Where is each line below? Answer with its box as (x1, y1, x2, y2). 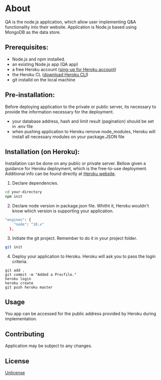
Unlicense (5, 370, 25, 376)
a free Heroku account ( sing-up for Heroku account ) (12, 66, 117, 72)
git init (5, 244, 23, 250)
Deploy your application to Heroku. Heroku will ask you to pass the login (12, 253, 156, 259)
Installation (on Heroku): (5, 147, 80, 156)
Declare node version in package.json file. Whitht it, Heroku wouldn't (12, 203, 149, 209)
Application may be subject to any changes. (5, 343, 92, 349)
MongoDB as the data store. (5, 29, 61, 35)
